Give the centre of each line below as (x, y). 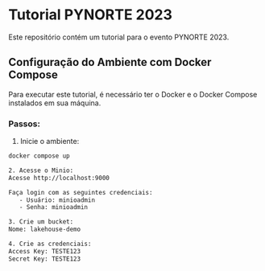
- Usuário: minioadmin (57, 200)
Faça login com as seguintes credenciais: (81, 192)
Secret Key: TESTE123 (45, 259)
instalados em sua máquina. (55, 103)
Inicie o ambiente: (50, 142)
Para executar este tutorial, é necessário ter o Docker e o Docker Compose (133, 94)
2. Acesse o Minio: (41, 170)
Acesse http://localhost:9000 (59, 178)
